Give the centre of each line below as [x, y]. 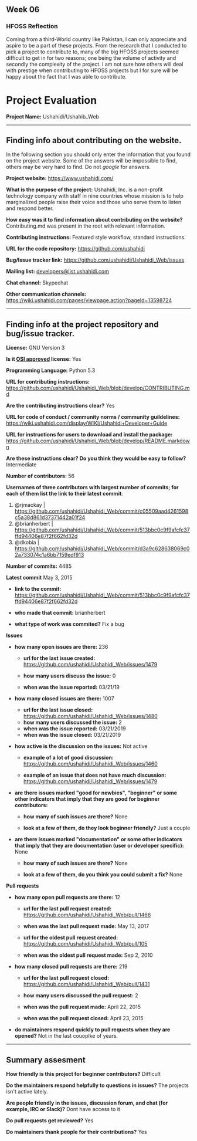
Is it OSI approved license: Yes [44, 359]
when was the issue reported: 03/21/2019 [74, 729]
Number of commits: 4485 [39, 566]
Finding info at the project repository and [82, 324]
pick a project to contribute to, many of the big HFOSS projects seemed [92, 52]
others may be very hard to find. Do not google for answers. [79, 167]
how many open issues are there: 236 [61, 647]
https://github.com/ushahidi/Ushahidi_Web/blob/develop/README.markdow [98, 441]
